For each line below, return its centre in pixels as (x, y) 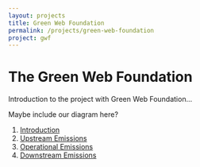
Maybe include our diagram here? (63, 115)
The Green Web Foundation (100, 77)
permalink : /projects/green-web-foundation (81, 30)
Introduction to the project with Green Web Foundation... (100, 99)
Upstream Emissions (53, 138)
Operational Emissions (56, 147)
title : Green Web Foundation (56, 23)
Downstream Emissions (58, 155)
